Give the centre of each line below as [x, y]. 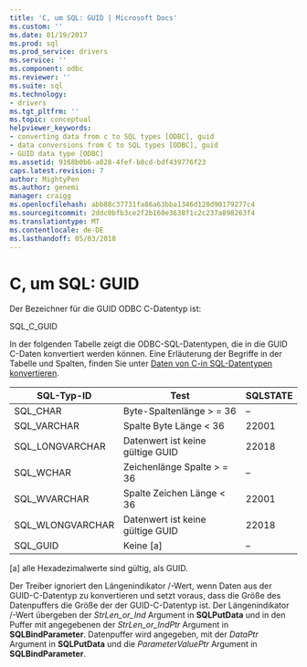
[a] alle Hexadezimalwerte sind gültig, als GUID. [99, 568]
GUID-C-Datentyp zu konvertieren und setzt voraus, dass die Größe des [145, 596]
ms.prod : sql [34, 43]
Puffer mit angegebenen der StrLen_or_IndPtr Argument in [119, 625]
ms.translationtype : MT [55, 221]
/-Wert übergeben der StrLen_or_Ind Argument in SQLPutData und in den [148, 615]
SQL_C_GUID [33, 327]
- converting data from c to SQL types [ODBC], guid [112, 137]
